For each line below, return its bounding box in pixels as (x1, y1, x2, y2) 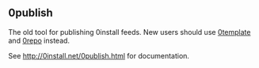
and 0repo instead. (8, 36, 70, 45)
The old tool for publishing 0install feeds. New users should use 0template (8, 27, 251, 36)
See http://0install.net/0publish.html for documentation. (8, 51, 190, 60)
